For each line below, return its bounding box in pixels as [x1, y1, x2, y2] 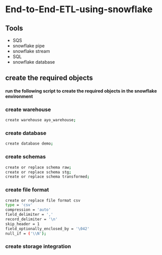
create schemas [5, 153, 46, 160]
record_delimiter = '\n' [5, 217, 58, 222]
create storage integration [5, 243, 71, 250]
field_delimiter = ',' [5, 212, 53, 217]
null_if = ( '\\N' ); [5, 231, 47, 236]
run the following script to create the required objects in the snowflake [5, 88, 157, 94]
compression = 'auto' [5, 207, 51, 212]
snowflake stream [12, 48, 50, 54]
